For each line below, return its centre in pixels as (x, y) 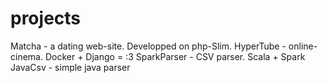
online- (303, 46)
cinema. (26, 56)
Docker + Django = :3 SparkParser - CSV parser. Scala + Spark (175, 56)
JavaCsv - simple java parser (70, 67)
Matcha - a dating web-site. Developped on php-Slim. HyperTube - (148, 46)
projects (46, 18)
